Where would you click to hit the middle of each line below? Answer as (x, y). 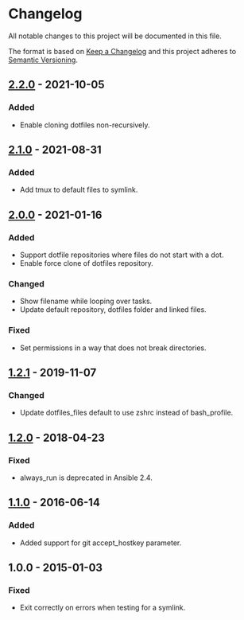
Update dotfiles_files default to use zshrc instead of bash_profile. (126, 413)
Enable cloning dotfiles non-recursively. (85, 125)
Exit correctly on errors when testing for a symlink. (103, 608)
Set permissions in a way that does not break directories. (113, 348)
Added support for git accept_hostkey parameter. (101, 543)
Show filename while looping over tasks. (86, 301)
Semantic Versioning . (43, 60)
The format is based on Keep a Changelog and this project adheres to (122, 51)
